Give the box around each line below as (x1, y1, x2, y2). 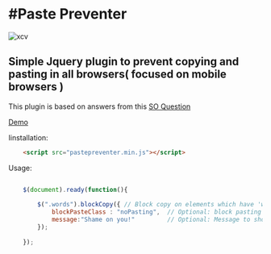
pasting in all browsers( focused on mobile (8, 68, 227, 81)
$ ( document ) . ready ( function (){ (23, 185, 128, 194)
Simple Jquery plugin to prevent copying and (8, 55, 240, 69)
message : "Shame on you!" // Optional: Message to (51, 215, 251, 224)
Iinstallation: (8, 132, 48, 142)
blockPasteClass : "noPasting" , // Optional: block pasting (51, 208, 262, 216)
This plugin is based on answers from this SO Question (8, 102, 191, 111)
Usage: (8, 163, 32, 173)
